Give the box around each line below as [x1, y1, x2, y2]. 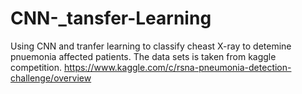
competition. [10, 61, 63, 73]
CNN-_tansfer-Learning [10, 7, 212, 30]
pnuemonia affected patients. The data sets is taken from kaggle [10, 50, 277, 62]
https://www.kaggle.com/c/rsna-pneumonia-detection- [63, 61, 292, 73]
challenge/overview [10, 72, 92, 84]
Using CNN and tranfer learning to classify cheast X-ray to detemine [10, 40, 292, 52]
